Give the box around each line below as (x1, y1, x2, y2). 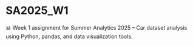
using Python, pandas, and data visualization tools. (5, 33, 133, 40)
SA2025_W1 (5, 4, 69, 18)
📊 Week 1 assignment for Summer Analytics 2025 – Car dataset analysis (5, 24, 188, 31)
